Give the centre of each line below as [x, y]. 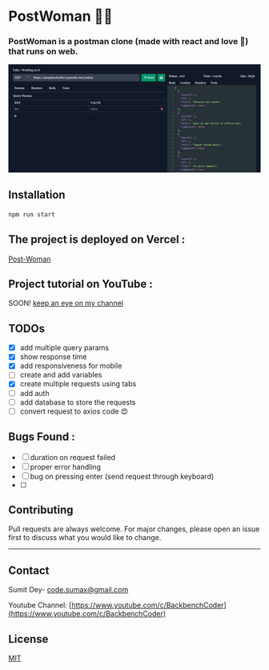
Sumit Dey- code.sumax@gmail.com [68, 590]
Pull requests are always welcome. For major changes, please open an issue [134, 529]
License [28, 639]
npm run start [32, 214]
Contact [29, 570]
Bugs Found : [42, 437]
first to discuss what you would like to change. [85, 538]
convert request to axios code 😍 [74, 411]
